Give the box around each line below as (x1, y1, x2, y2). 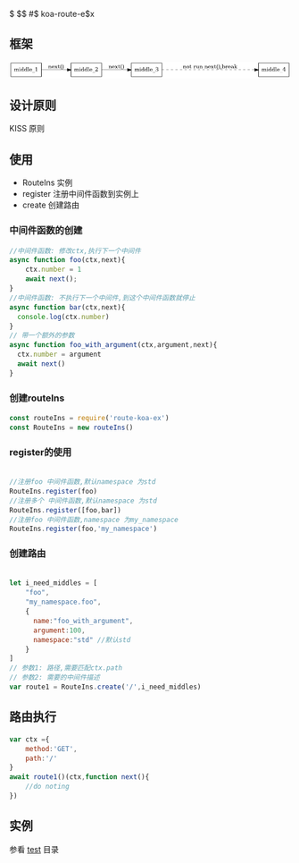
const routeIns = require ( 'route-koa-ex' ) (9, 414, 170, 423)
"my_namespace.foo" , (25, 597, 102, 607)
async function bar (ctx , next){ (9, 302, 126, 312)
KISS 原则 (9, 123, 46, 134)
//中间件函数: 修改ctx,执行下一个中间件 (9, 246, 141, 255)
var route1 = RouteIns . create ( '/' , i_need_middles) (9, 682, 202, 692)
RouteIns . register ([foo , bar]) (9, 505, 122, 514)
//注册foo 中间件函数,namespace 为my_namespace (9, 515, 179, 524)
